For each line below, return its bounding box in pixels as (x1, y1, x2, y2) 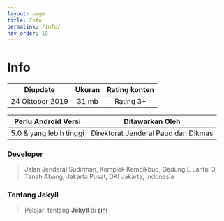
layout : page (7, 10, 45, 17)
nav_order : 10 (7, 29, 49, 37)
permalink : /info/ (7, 23, 61, 30)
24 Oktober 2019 (10, 97, 68, 107)
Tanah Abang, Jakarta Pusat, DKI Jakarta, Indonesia (24, 172, 174, 181)
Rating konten (107, 85, 155, 95)
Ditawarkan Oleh (124, 116, 181, 126)
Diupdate (24, 85, 56, 95)
